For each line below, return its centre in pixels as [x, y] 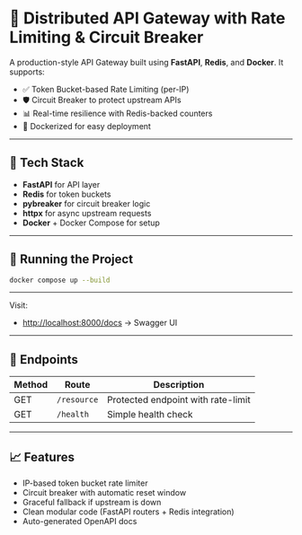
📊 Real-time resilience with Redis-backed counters [117, 113]
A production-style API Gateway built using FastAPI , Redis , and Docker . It [147, 62]
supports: [27, 72]
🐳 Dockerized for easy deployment [86, 126]
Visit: [19, 305]
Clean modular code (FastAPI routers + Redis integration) [129, 512]
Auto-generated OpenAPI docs [80, 522]
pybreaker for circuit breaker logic [86, 203]
